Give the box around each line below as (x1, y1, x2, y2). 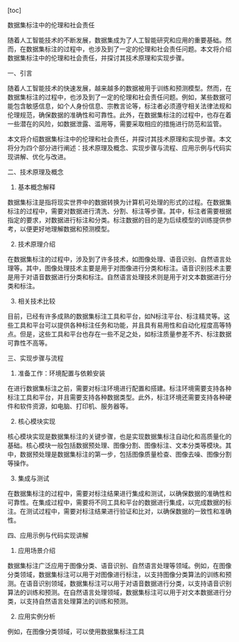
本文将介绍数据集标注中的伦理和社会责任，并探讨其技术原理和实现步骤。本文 (7, 135, 232, 143)
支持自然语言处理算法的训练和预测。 (26, 597, 132, 605)
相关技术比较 (17, 297, 55, 305)
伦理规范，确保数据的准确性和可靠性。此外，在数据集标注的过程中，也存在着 (7, 110, 232, 119)
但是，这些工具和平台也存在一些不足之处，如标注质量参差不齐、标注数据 (19, 330, 232, 338)
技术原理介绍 (17, 240, 55, 248)
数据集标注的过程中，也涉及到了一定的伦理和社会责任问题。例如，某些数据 (7, 93, 225, 101)
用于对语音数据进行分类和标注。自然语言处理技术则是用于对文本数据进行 (13, 273, 225, 281)
